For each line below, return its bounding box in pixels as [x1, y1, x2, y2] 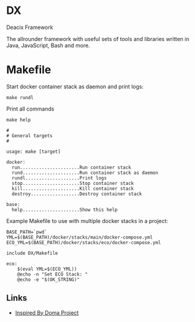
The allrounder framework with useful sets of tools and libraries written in [6, 35, 190, 42]
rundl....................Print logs [12, 175, 107, 181]
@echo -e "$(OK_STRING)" [17, 276, 80, 283]
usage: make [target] [6, 149, 61, 155]
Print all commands [6, 105, 55, 112]
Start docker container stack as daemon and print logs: [6, 83, 144, 90]
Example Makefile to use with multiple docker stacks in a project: [6, 217, 168, 224]
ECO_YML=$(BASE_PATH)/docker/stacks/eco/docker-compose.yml [6, 239, 162, 245]
